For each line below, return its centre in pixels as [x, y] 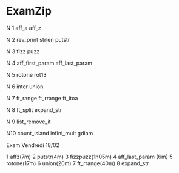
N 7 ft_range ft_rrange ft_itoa [42, 98]
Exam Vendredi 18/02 [33, 145]
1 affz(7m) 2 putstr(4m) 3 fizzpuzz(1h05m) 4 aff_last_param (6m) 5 [89, 157]
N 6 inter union [25, 86]
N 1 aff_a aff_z [24, 28]
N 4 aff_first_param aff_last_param [49, 63]
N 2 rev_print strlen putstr [38, 39]
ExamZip [29, 11]
